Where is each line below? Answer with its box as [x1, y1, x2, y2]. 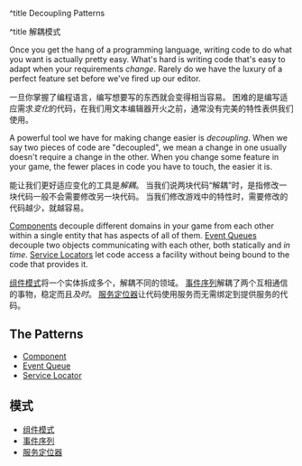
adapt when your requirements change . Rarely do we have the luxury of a [9, 63, 283, 74]
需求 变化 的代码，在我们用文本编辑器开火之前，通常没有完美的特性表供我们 [16, 103, 294, 114]
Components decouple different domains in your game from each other [9, 220, 275, 231]
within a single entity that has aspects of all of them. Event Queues [9, 230, 257, 240]
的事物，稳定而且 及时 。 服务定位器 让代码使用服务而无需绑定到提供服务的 [9, 289, 280, 299]
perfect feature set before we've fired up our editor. [9, 73, 201, 84]
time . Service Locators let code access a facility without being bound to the [9, 249, 290, 260]
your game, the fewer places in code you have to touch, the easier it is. [9, 162, 273, 172]
